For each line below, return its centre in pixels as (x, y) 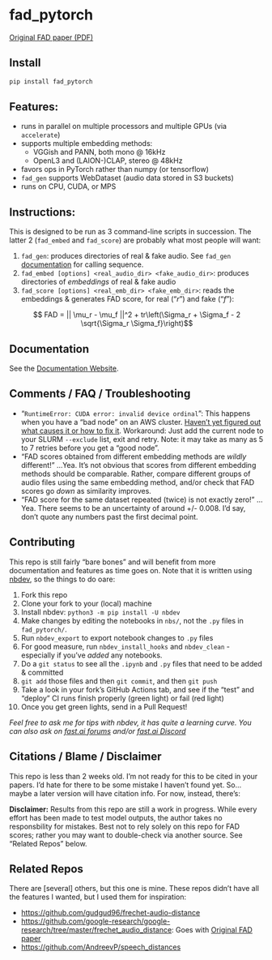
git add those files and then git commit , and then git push (119, 681)
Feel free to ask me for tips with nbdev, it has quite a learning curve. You (130, 722)
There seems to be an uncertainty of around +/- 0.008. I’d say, (142, 508)
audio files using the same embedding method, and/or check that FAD (138, 482)
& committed (42, 672)
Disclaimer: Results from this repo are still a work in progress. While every (133, 809)
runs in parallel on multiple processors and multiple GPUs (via (124, 126)
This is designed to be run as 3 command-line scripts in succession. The (130, 232)
